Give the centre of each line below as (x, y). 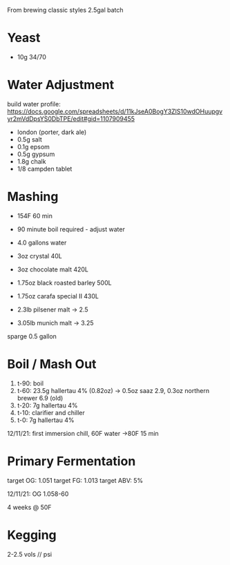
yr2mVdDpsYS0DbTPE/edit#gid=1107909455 (71, 118)
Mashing (33, 197)
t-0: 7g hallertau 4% (46, 420)
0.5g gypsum (36, 154)
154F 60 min (35, 216)
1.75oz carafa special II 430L (58, 296)
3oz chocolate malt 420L (52, 269)
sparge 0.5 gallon (32, 336)
